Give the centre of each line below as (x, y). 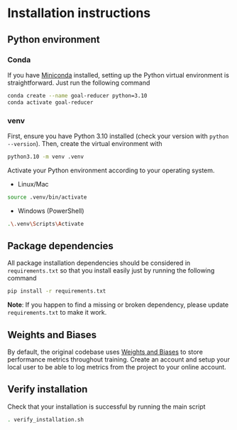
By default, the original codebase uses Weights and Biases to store (105, 352)
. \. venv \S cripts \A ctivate (45, 224)
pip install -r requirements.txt (57, 291)
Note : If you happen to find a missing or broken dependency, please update (118, 305)
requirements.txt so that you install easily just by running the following (111, 271)
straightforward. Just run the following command (79, 83)
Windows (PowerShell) (51, 211)
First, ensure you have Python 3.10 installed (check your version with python (118, 136)
